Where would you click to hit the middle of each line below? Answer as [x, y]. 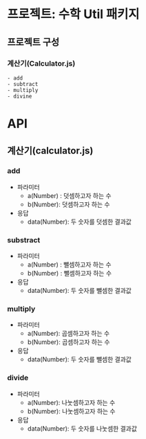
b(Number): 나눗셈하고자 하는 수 [71, 411]
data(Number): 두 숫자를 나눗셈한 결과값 [82, 428]
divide [18, 378]
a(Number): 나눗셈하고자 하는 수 [71, 402]
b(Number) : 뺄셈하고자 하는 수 [70, 274]
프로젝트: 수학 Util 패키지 [73, 14]
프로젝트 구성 [33, 42]
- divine [20, 96]
